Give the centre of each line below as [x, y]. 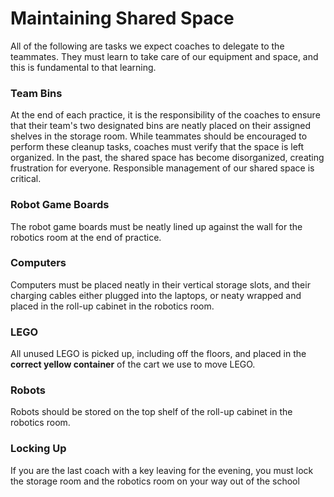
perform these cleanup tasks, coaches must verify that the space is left [157, 147]
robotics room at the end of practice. [86, 237]
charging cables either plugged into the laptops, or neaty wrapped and [156, 295]
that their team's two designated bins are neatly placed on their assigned [161, 126]
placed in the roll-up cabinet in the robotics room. [112, 306]
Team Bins [36, 93]
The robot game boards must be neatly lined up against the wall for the [156, 226]
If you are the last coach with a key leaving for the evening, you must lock [162, 470]
